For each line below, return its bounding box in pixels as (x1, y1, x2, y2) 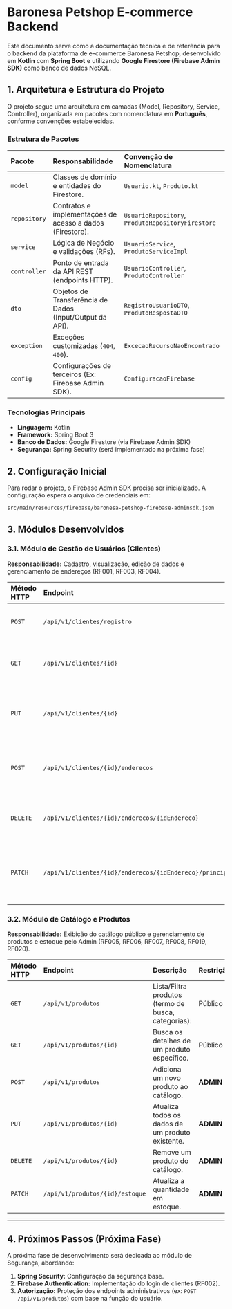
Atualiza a (153, 1176, 185, 1186)
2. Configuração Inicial (7, 465, 107, 477)
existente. (153, 1136, 184, 1146)
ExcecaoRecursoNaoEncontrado (124, 342, 220, 350)
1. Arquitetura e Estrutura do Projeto (7, 84, 164, 95)
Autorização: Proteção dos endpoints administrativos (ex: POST (17, 1286, 197, 1294)
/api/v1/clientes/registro (43, 617, 133, 625)
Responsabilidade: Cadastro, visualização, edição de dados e (7, 560, 184, 568)
